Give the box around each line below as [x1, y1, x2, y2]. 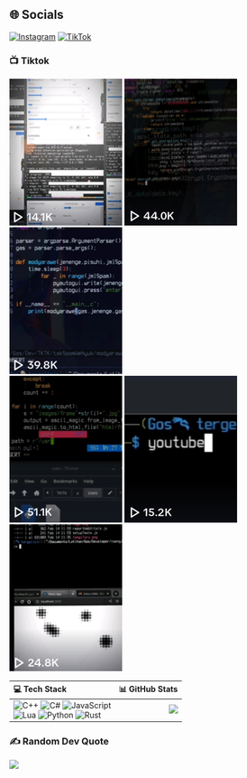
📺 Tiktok [9, 54, 50, 67]
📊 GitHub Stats [118, 683, 178, 694]
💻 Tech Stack [13, 683, 68, 694]
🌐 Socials [9, 7, 65, 23]
